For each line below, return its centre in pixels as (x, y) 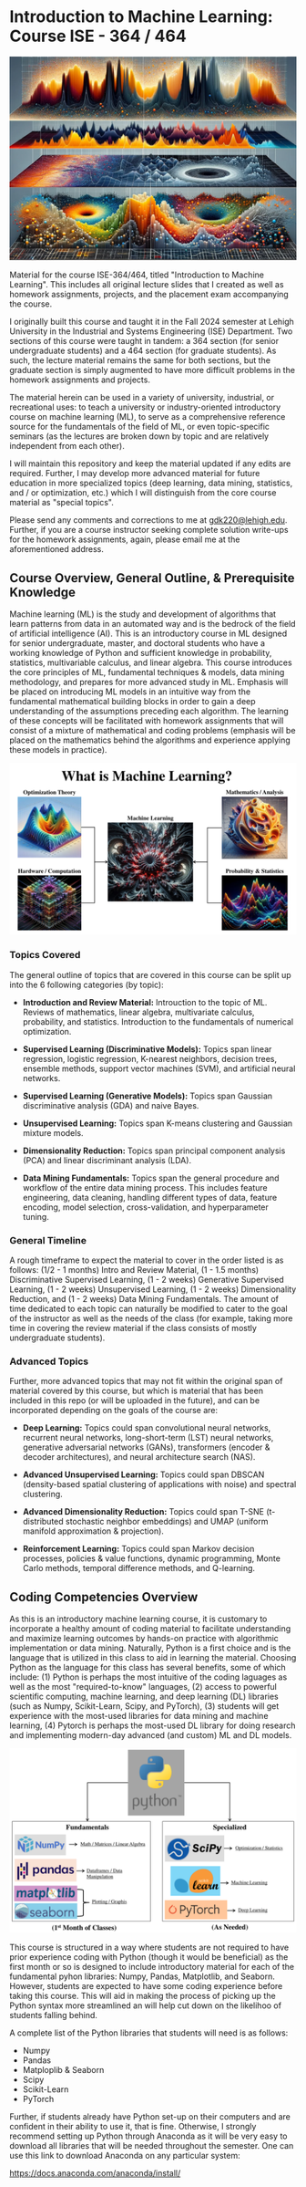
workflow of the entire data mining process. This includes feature (145, 1187)
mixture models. (53, 1132)
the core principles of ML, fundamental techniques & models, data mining (147, 672)
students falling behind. (54, 2015)
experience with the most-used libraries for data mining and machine (139, 1716)
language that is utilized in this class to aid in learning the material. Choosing (153, 1657)
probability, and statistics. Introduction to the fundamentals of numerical (158, 1021)
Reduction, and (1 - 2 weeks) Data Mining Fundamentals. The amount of (144, 1298)
